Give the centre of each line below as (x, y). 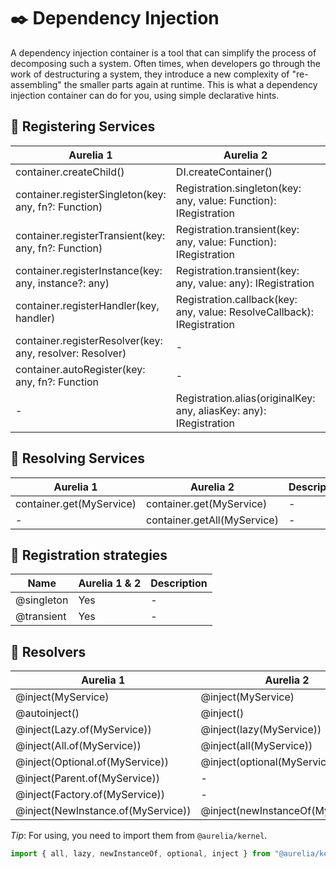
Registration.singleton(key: (238, 188)
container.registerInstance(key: (89, 270)
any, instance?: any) (62, 283)
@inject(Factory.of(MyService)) (90, 795)
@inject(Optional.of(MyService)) (92, 762)
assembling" (36, 84)
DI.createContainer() (224, 172)
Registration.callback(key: (236, 299)
